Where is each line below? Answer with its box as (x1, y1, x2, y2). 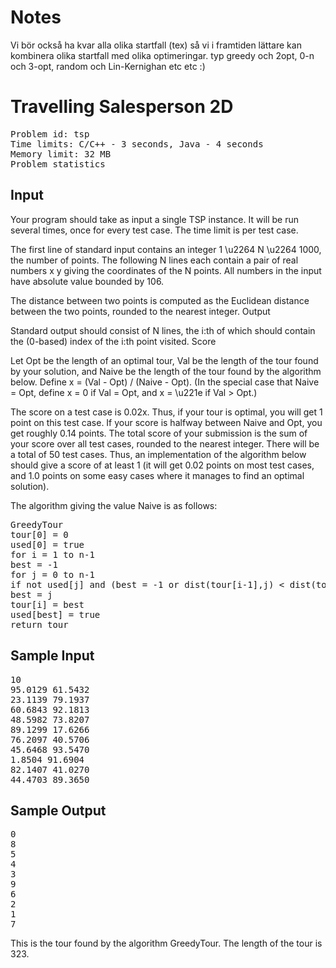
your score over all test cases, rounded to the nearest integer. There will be (10, 437, 320, 450)
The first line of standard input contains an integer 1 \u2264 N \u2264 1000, (10, 243, 322, 255)
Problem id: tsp (10, 128, 90, 140)
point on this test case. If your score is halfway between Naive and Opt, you (10, 416, 323, 428)
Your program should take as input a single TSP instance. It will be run (10, 213, 300, 225)
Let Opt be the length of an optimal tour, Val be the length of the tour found (10, 354, 319, 366)
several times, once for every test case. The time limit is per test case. (10, 224, 299, 236)
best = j (10, 589, 53, 600)
